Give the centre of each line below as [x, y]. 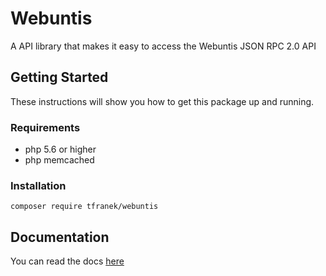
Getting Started [59, 77]
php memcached [59, 160]
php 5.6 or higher [60, 149]
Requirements [45, 127]
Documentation [60, 237]
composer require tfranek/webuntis [84, 207]
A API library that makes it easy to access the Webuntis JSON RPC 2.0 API [163, 46]
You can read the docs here [67, 261]
